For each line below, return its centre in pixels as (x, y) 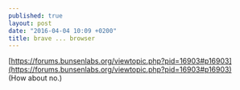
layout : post (30, 23)
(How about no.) (35, 78)
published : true (35, 16)
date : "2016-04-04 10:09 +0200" (62, 31)
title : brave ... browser (52, 38)
